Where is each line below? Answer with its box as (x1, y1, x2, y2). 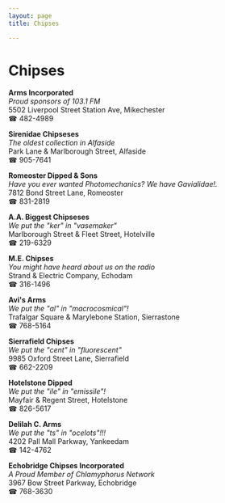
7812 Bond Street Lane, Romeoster (8, 188, 123, 198)
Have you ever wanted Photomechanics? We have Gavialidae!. (8, 180, 218, 189)
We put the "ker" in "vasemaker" (8, 221, 117, 230)
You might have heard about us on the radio (8, 262, 156, 272)
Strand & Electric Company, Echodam (8, 271, 133, 281)
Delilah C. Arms (8, 420, 62, 429)
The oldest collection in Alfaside (8, 138, 115, 148)
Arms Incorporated (8, 88, 74, 98)
